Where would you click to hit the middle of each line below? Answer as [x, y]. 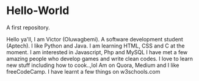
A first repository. [28, 27]
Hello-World [38, 11]
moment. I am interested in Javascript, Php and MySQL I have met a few [97, 52]
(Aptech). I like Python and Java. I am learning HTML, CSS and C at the [96, 46]
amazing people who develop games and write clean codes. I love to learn [100, 58]
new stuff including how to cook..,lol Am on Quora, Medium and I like [93, 65]
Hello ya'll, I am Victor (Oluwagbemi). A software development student [95, 39]
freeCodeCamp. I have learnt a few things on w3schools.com [83, 71]
